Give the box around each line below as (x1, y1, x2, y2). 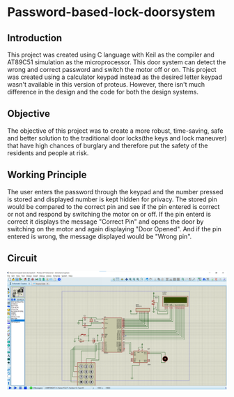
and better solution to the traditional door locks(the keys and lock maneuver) (7, 133, 227, 142)
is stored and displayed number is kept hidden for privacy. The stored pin (7, 195, 217, 203)
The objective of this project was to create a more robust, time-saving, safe (7, 127, 224, 135)
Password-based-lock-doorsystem (7, 4, 216, 20)
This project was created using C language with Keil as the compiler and (7, 50, 214, 59)
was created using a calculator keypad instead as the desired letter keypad (7, 73, 223, 81)
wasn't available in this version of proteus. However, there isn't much (7, 80, 205, 88)
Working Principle (7, 169, 87, 181)
